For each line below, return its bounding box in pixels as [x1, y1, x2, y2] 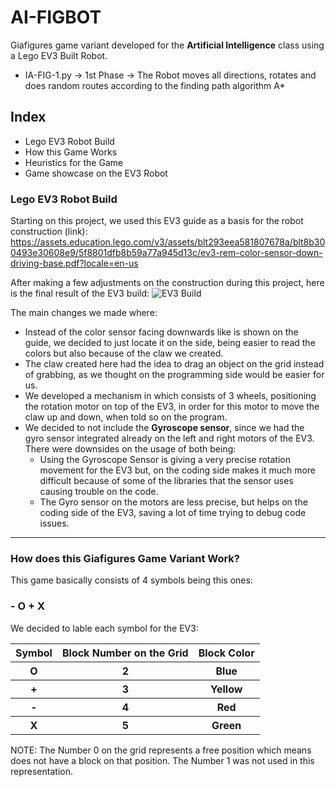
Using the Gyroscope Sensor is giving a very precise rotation [39, 454, 291, 466]
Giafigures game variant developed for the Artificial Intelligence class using [10, 39, 325, 51]
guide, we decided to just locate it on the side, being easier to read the [24, 337, 316, 349]
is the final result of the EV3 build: [10, 287, 150, 300]
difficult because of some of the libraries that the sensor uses [39, 475, 294, 487]
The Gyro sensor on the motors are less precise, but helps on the [39, 496, 308, 508]
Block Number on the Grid [61, 646, 189, 660]
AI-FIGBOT [10, 6, 102, 29]
